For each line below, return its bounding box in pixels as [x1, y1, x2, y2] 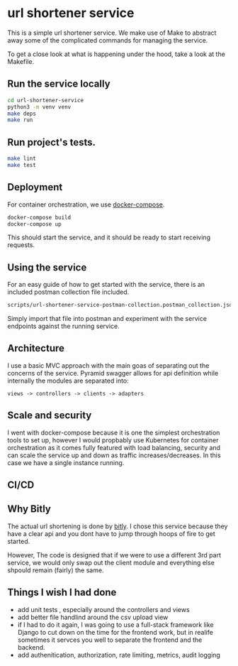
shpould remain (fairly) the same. [7, 566, 104, 574]
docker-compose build [7, 214, 72, 221]
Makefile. [7, 57, 35, 65]
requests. [7, 241, 35, 249]
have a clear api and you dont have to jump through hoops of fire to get [7, 529, 216, 537]
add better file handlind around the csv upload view [17, 613, 169, 621]
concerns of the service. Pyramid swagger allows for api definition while [7, 369, 219, 377]
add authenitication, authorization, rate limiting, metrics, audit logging [17, 650, 221, 659]
